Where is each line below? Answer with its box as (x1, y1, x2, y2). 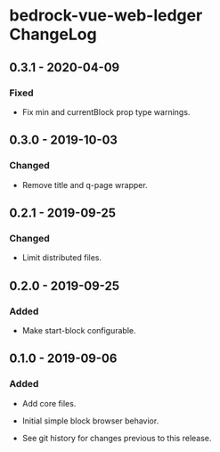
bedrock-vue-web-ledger (9, 5, 203, 26)
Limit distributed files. (21, 252, 102, 263)
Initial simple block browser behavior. (21, 415, 159, 426)
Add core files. (21, 398, 77, 408)
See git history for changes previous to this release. (21, 432, 212, 443)
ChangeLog (9, 24, 97, 45)
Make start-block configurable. (21, 325, 136, 335)
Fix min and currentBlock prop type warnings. (21, 106, 191, 117)
